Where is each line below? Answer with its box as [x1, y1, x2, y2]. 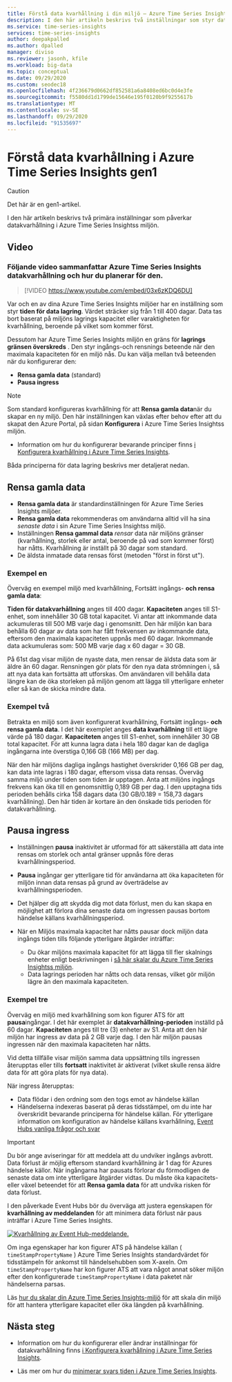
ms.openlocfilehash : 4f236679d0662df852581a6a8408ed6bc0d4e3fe [7, 87, 193, 94]
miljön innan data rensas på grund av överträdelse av [17, 879, 168, 887]
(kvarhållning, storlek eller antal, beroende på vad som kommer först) [17, 536, 215, 544]
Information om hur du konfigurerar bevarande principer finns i [17, 440, 196, 449]
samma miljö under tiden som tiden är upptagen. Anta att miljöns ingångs [7, 775, 215, 783]
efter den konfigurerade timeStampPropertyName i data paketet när [7, 1272, 193, 1281]
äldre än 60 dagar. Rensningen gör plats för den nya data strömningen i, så [7, 663, 220, 671]
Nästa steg [7, 1320, 55, 1333]
